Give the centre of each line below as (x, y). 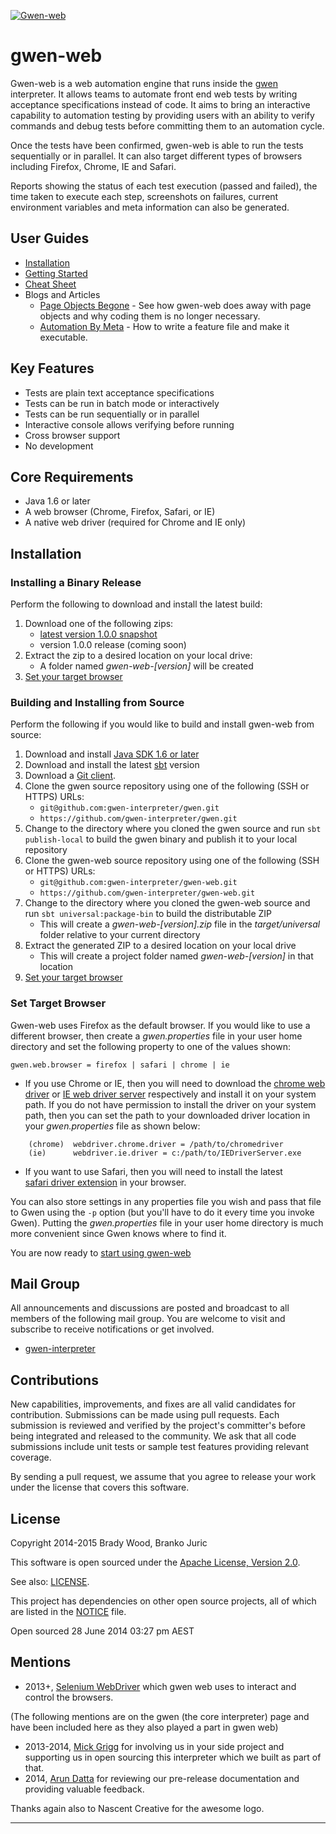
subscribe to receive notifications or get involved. (112, 1329)
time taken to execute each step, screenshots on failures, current (144, 196)
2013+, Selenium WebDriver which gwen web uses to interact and (160, 1686)
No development (59, 446)
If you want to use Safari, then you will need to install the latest (153, 1171)
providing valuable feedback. (84, 1789)
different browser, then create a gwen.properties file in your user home (156, 1036)
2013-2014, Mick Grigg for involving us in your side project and (154, 1746)
